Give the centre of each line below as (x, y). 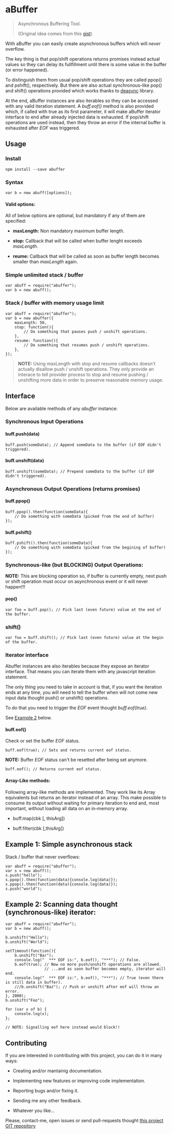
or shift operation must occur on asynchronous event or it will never (77, 581)
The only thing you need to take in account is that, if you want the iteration (84, 687)
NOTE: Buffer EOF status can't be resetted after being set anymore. (77, 760)
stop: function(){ (34, 327)
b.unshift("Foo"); (25, 1001)
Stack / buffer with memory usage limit (55, 303)
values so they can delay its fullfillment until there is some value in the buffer (86, 64)
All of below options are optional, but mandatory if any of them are (75, 216)
